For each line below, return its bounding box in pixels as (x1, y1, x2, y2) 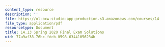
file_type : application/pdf (5, 21, 63, 26)
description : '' (5, 12, 38, 17)
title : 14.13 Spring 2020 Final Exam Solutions (5, 30, 105, 35)
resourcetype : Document (5, 25, 54, 30)
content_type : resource (5, 7, 54, 12)
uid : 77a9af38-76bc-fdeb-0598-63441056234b (5, 35, 96, 40)
